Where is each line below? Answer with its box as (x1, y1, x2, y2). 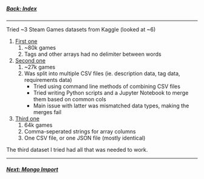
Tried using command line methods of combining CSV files (33, 83, 181, 90)
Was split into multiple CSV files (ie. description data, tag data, (24, 70, 180, 77)
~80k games (24, 44, 56, 51)
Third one (15, 115, 39, 122)
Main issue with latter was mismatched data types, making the (33, 102, 189, 109)
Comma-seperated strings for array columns (24, 127, 136, 135)
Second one (15, 56, 46, 64)
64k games (24, 121, 53, 129)
